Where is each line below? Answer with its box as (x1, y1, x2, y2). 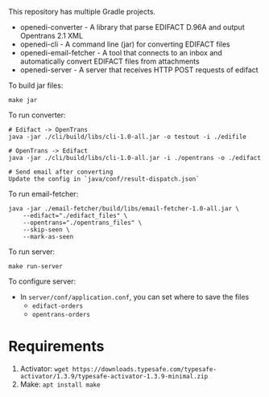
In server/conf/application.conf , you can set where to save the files (19, 293, 250, 301)
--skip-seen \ (23, 226, 70, 234)
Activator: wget (19, 363, 69, 373)
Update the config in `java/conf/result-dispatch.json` (8, 175, 200, 183)
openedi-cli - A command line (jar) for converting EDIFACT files (19, 39, 231, 49)
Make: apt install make (19, 379, 101, 389)
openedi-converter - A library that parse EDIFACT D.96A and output (19, 23, 245, 31)
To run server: (8, 247, 56, 256)
